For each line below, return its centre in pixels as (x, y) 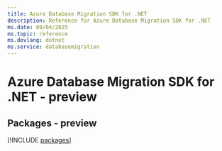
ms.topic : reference (38, 34)
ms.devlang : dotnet (36, 40)
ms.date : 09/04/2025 (38, 27)
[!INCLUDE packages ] (39, 140)
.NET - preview (52, 97)
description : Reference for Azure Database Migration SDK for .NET (109, 21)
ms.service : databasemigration (54, 47)
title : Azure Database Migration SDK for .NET (77, 14)
